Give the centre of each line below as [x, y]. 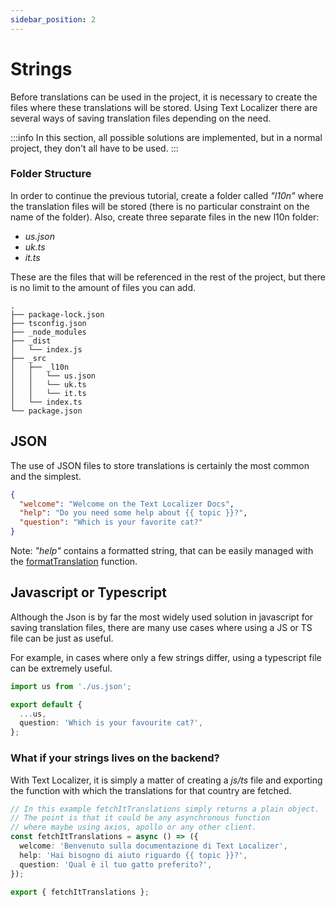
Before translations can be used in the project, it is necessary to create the [164, 97]
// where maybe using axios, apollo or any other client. [133, 827]
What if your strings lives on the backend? [115, 758]
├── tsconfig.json [48, 323]
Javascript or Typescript [88, 592]
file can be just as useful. [62, 638]
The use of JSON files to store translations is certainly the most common [160, 465]
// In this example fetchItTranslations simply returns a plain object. [165, 809]
